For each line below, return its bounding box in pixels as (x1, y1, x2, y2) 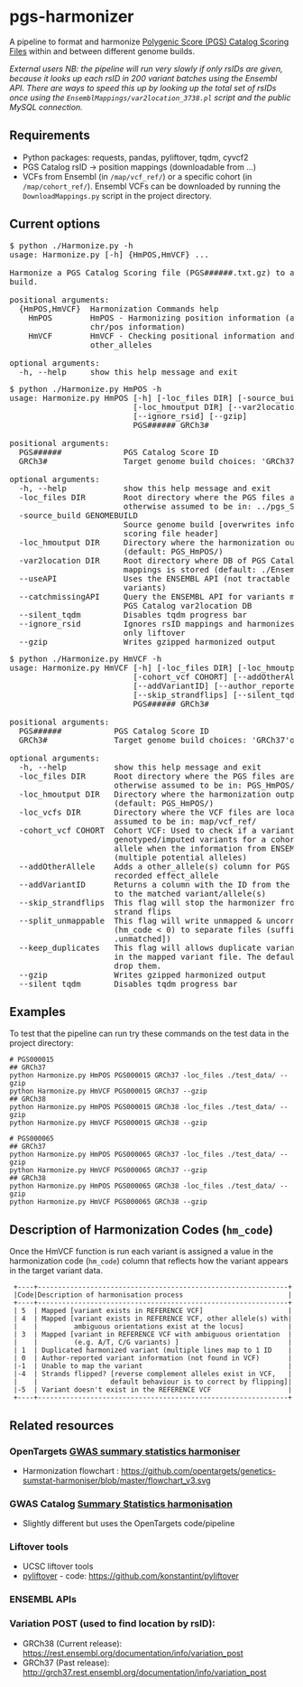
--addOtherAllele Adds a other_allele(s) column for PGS (18, 861, 290, 871)
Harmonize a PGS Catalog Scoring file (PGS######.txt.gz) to (9, 267, 286, 277)
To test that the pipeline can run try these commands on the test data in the (9, 1028, 289, 1039)
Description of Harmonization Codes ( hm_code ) (9, 1222, 273, 1237)
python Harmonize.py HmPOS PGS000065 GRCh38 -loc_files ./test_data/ (9, 1181, 277, 1191)
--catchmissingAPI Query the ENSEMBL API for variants (18, 592, 286, 601)
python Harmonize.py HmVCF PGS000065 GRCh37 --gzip (9, 1166, 207, 1175)
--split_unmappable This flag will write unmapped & (18, 915, 262, 926)
